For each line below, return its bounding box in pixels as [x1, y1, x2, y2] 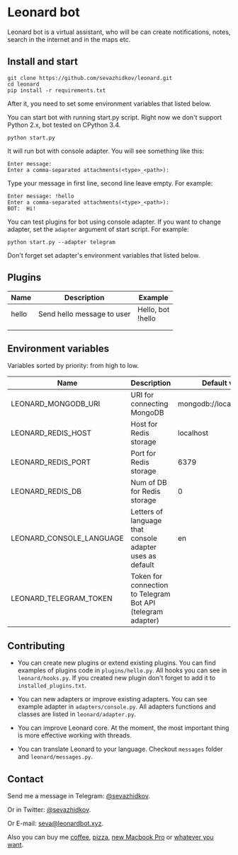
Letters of [130, 507, 163, 517]
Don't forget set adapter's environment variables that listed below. [7, 251, 200, 259]
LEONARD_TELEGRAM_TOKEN [11, 594, 113, 604]
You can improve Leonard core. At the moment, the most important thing [17, 723, 229, 733]
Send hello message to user [38, 309, 131, 319]
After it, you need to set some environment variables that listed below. [7, 99, 211, 108]
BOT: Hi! [7, 205, 37, 212]
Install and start [7, 56, 78, 68]
